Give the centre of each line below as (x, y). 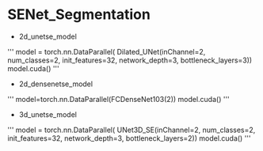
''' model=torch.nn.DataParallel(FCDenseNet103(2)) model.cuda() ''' (119, 99)
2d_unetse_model (48, 36)
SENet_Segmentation (79, 15)
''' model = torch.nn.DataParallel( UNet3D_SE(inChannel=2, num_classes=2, (131, 130)
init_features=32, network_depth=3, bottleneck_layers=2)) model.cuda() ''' (129, 138)
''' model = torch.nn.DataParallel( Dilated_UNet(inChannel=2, (107, 51)
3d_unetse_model (48, 114)
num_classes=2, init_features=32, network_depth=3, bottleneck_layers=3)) (130, 60)
